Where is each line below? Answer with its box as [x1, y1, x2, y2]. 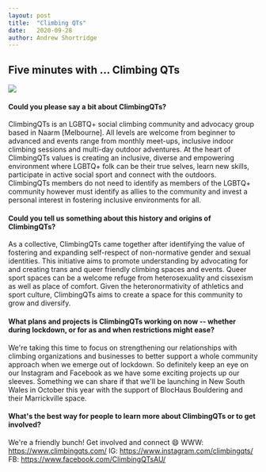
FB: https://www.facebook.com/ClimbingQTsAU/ [8, 454, 166, 464]
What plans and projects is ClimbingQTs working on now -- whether [8, 317, 236, 326]
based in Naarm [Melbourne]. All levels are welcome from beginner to [8, 128, 236, 137]
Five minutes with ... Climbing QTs [8, 63, 180, 76]
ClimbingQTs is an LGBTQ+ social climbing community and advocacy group [8, 120, 255, 129]
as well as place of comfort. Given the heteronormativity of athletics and [8, 282, 244, 291]
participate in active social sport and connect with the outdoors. [8, 170, 217, 179]
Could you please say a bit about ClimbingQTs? [8, 102, 167, 111]
